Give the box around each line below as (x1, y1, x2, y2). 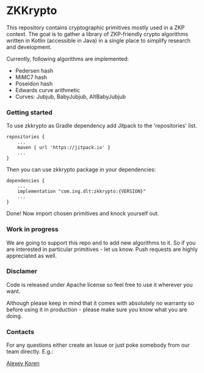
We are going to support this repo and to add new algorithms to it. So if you (6, 239, 196, 246)
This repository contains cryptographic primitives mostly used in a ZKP (6, 24, 185, 31)
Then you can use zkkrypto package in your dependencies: (6, 166, 156, 173)
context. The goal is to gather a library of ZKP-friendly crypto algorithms (6, 30, 188, 37)
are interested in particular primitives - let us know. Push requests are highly (6, 245, 199, 253)
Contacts (6, 327, 35, 336)
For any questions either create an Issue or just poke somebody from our (6, 341, 190, 349)
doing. (6, 312, 23, 319)
